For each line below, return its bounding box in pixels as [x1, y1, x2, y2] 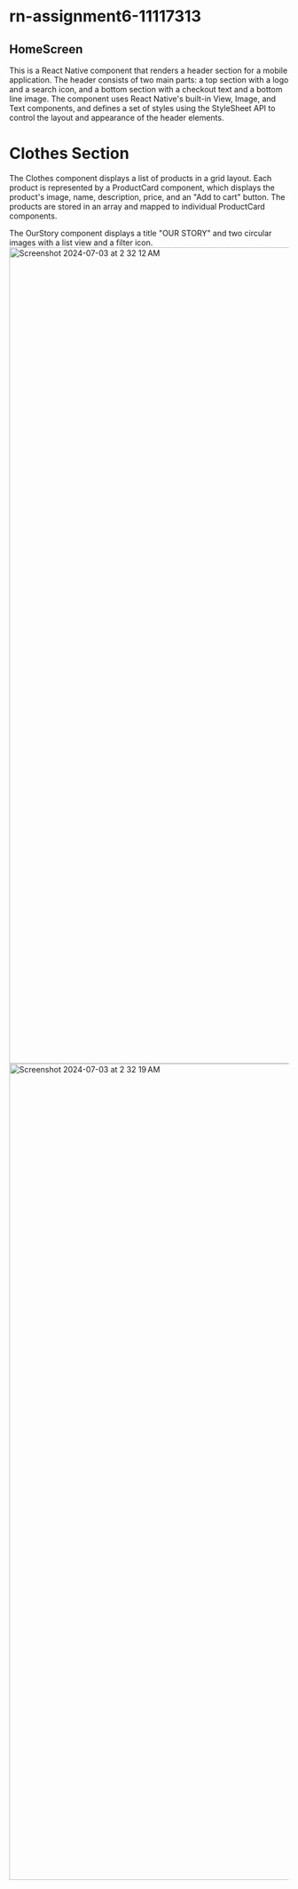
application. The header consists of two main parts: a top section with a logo [9, 75, 289, 85]
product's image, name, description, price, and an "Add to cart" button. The [9, 191, 286, 202]
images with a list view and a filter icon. [9, 237, 153, 248]
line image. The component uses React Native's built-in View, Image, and [9, 93, 277, 104]
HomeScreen [9, 42, 83, 57]
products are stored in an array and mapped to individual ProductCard [9, 201, 266, 211]
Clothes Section [9, 144, 130, 163]
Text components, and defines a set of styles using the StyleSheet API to [9, 103, 276, 113]
